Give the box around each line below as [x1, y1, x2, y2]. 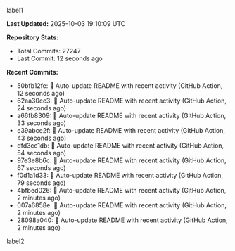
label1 [6, 6, 24, 14]
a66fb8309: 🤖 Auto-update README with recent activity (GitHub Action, [16, 112, 227, 120]
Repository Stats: [6, 33, 59, 41]
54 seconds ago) [16, 149, 66, 157]
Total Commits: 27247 [16, 47, 82, 55]
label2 [6, 237, 25, 245]
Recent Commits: [6, 68, 58, 76]
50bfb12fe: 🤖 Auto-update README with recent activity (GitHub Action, [16, 82, 223, 90]
